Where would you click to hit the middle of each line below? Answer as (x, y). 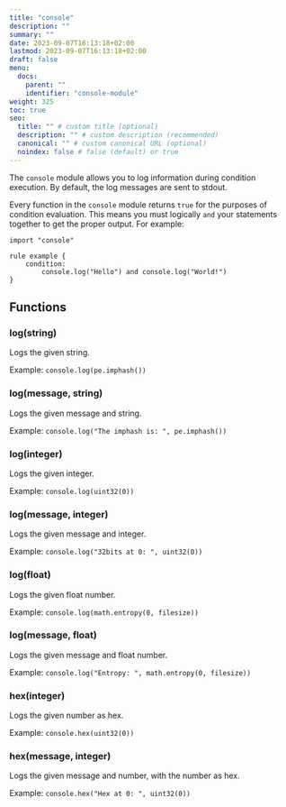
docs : (28, 77)
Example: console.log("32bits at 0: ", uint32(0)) (106, 552)
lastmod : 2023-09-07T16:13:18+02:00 (78, 51)
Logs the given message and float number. (89, 655)
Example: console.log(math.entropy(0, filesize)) (104, 612)
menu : (19, 69)
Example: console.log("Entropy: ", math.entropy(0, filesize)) (130, 672)
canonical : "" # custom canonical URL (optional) (112, 143)
